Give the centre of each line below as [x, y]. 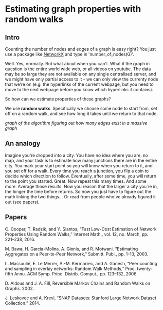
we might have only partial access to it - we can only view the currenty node [82, 79]
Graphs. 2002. [19, 288]
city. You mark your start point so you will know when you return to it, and [79, 165]
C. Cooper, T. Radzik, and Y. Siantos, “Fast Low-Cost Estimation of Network [81, 229]
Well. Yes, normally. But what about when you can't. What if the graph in [77, 64]
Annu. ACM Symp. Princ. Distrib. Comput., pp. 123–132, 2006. [76, 273]
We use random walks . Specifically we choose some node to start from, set [81, 108]
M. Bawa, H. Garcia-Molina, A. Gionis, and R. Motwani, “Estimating [72, 249]
